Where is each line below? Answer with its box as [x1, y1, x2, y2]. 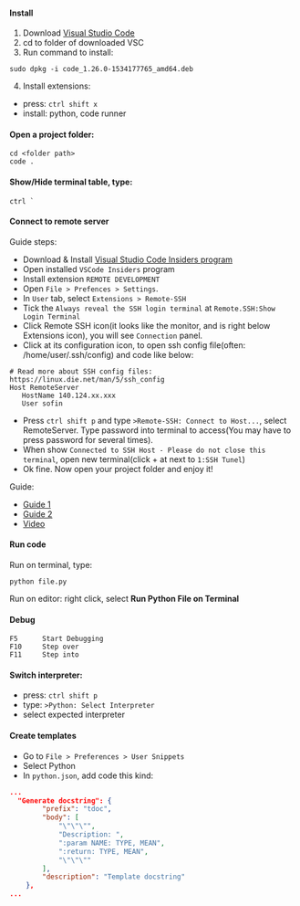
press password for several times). [22, 434, 153, 445]
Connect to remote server [9, 216, 109, 227]
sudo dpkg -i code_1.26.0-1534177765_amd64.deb [9, 65, 194, 74]
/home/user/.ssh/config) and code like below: [22, 349, 194, 360]
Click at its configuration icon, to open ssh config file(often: [22, 339, 246, 351]
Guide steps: [9, 236, 57, 247]
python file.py [9, 577, 67, 586]
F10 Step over [9, 642, 79, 652]
